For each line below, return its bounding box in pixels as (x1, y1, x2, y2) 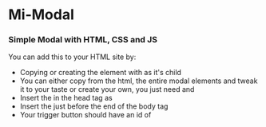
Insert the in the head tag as (19, 93, 113, 103)
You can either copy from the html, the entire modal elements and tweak (19, 76, 258, 85)
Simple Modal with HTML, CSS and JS (8, 34, 158, 46)
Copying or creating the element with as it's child (19, 68, 182, 77)
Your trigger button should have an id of (19, 110, 152, 120)
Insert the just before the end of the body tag (19, 101, 169, 111)
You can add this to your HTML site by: (8, 52, 137, 62)
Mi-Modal (8, 6, 74, 24)
